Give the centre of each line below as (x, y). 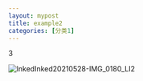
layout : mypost (34, 16)
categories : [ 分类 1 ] (41, 30)
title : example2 (35, 23)
